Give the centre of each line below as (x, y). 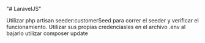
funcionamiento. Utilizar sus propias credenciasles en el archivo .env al (96, 27)
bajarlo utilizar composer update (47, 33)
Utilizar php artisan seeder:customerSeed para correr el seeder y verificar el (102, 20)
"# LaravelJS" (24, 9)
